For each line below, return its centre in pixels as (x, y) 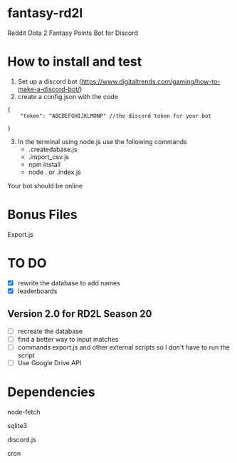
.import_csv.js (49, 157)
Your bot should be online (45, 185)
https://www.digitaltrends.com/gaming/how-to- (151, 81)
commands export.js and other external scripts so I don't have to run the (123, 347)
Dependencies (51, 392)
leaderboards (37, 291)
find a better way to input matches (68, 339)
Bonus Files (42, 215)
